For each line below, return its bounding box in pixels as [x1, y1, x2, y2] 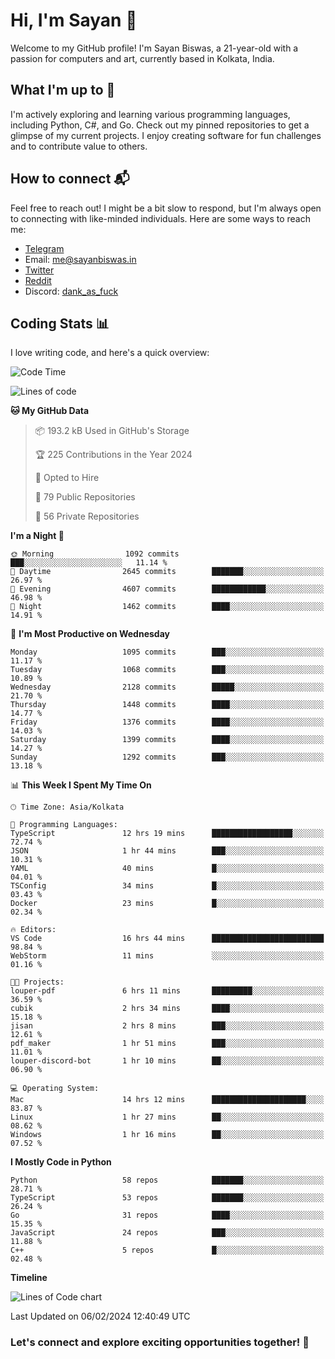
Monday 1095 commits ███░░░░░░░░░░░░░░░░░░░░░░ [10, 647, 325, 658]
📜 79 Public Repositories [34, 491, 136, 503]
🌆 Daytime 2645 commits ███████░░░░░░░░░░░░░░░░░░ [10, 567, 325, 577]
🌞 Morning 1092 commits [10, 549, 180, 559]
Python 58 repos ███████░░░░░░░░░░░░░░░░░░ [10, 1175, 325, 1186]
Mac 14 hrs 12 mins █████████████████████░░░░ [10, 1095, 325, 1105]
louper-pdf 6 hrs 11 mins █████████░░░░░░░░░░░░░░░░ [10, 986, 325, 996]
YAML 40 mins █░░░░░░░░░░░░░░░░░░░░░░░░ [10, 864, 325, 874]
